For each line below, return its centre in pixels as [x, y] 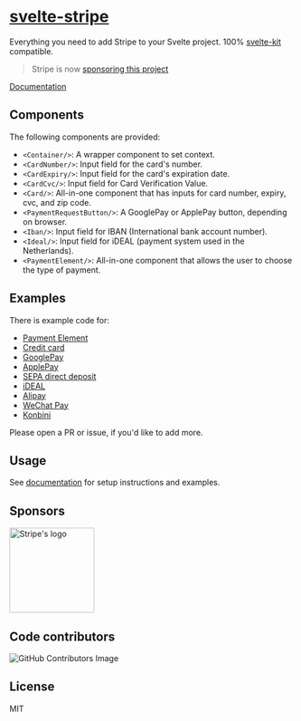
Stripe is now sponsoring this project [100, 69]
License [32, 687]
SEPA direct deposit [59, 376]
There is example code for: [60, 320]
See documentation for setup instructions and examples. [115, 483]
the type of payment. [61, 270]
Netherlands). [48, 250]
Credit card [43, 347]
